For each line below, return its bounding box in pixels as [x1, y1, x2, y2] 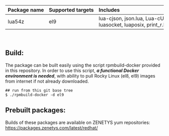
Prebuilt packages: [5, 106, 66, 115]
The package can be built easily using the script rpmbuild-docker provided [5, 62, 160, 68]
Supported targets [48, 7, 94, 13]
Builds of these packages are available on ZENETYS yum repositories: [5, 119, 150, 125]
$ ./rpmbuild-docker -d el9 [5, 92, 64, 97]
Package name [8, 7, 44, 13]
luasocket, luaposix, [99, 21, 146, 28]
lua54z [8, 18, 24, 25]
